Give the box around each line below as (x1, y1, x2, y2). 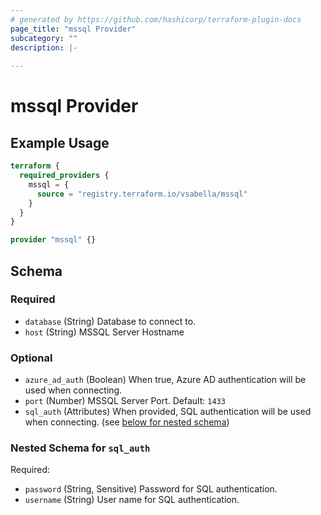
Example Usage (10, 134, 110, 151)
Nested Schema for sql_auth (10, 441, 151, 455)
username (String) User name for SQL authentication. (24, 494, 240, 506)
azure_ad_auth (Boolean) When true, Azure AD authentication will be (24, 374, 307, 386)
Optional (10, 351, 53, 365)
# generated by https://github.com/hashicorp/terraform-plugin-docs (10, 14, 302, 25)
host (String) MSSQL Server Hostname (24, 326, 185, 338)
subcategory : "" (10, 33, 78, 43)
